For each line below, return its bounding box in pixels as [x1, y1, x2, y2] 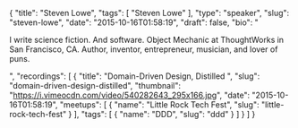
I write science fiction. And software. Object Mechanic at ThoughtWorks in [9, 35, 285, 45]
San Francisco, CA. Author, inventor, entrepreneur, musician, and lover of [9, 44, 278, 55]
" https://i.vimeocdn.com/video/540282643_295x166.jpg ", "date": [9, 90, 251, 100]
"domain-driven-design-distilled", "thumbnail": [9, 81, 182, 90]
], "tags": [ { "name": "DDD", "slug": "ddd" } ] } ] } [73, 109, 256, 119]
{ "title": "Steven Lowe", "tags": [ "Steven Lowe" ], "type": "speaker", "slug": [9, 8, 290, 18]
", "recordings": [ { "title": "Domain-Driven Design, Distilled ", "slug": [9, 71, 260, 81]
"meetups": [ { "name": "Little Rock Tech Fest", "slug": [59, 99, 260, 110]
